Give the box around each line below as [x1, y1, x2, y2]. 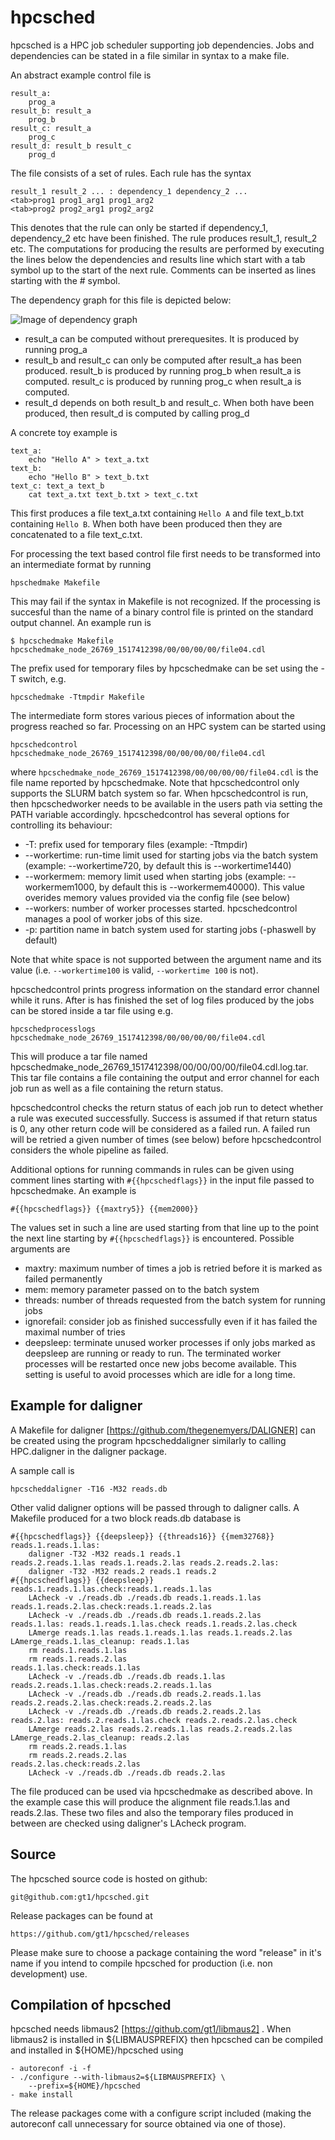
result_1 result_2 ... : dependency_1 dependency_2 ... [10, 186, 248, 196]
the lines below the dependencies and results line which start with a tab [10, 253, 306, 265]
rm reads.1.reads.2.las [28, 1654, 128, 1664]
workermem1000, [24, 881, 97, 893]
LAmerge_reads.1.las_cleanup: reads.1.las [10, 1636, 190, 1646]
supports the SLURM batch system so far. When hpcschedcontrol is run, [10, 787, 309, 799]
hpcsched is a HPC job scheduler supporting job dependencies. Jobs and [10, 39, 315, 51]
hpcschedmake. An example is [10, 1184, 137, 1196]
